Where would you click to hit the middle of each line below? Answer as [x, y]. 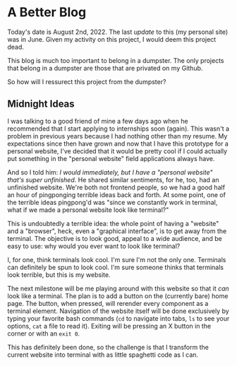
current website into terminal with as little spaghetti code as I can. [103, 355]
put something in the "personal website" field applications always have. [111, 158]
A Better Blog [47, 12]
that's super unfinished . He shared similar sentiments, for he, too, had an [113, 179]
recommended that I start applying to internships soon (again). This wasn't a [119, 129]
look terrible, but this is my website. [59, 274]
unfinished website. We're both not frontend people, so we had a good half [116, 187]
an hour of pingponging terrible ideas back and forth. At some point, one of [116, 194]
